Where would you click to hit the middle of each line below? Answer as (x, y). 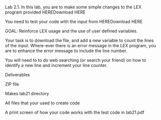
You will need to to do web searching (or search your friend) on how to (76, 60)
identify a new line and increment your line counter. (56, 65)
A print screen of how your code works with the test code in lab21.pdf (75, 112)
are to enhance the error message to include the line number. (66, 51)
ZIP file (12, 84)
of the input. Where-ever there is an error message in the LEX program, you (80, 45)
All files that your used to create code (42, 103)
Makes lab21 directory (27, 94)
